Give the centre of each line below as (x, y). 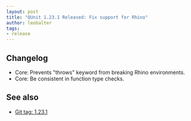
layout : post (22, 12)
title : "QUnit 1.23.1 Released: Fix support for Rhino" (77, 17)
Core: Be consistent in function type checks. (69, 79)
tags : (13, 28)
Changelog (27, 58)
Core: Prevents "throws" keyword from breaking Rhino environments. (100, 72)
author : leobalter (29, 23)
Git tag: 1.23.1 (31, 111)
